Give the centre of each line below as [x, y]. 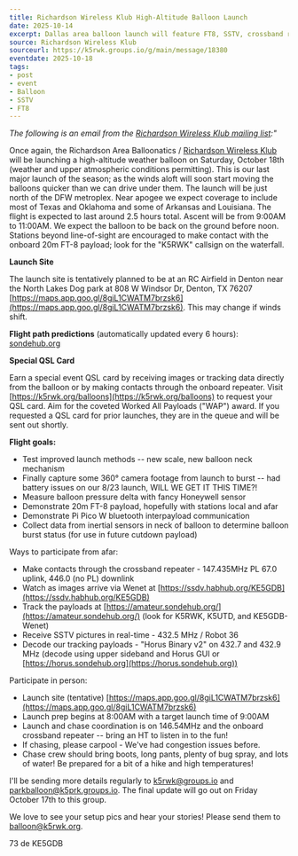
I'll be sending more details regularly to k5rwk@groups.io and [122, 781]
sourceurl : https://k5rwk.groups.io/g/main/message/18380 [118, 51]
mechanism [43, 469]
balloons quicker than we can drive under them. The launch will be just [138, 188]
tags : [19, 67]
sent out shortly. [39, 425]
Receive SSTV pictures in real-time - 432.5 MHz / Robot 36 [130, 635]
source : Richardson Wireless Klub [73, 42]
